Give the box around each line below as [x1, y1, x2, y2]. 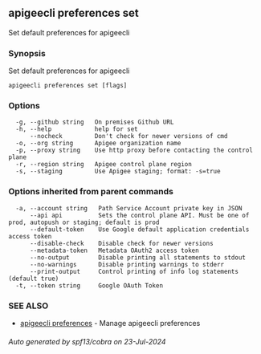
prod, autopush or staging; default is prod [8, 218, 160, 226]
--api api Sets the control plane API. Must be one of [29, 211, 250, 219]
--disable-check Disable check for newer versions [29, 239, 214, 247]
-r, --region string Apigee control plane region [15, 161, 193, 169]
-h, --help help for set [15, 125, 138, 133]
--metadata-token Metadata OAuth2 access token [29, 246, 199, 254]
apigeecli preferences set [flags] [8, 82, 128, 90]
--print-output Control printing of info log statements [29, 267, 239, 275]
